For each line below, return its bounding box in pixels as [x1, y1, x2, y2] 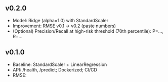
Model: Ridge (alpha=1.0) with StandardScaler [12, 17, 109, 23]
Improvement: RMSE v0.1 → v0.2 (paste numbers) [12, 23, 116, 29]
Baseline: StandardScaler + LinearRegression [12, 61, 107, 67]
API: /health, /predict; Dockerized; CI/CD [12, 66, 98, 72]
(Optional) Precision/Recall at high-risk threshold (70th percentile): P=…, [12, 28, 163, 34]
